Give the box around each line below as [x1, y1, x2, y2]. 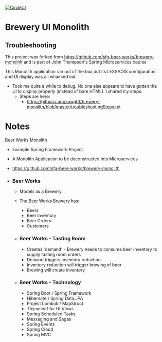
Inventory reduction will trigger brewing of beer [26, 262, 122, 267]
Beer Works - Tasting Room [19, 235, 86, 242]
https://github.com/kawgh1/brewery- [26, 99, 101, 104]
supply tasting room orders [26, 251, 81, 257]
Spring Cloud [26, 326, 54, 332]
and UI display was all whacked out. [5, 74, 77, 79]
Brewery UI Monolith [5, 22, 90, 33]
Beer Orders [26, 218, 52, 224]
